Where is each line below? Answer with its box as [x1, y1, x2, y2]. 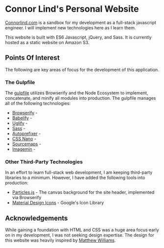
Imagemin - [12, 146, 36, 152]
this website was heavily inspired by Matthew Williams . [5, 237, 116, 243]
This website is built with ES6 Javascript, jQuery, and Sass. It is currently [5, 34, 152, 40]
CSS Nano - [12, 136, 37, 142]
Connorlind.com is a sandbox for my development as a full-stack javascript [5, 20, 157, 25]
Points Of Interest [5, 54, 60, 62]
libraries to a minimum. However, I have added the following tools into [5, 175, 145, 180]
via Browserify [12, 195, 42, 201]
